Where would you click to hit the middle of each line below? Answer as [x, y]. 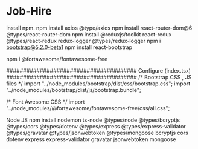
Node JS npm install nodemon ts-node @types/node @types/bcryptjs [93, 120]
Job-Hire [29, 11]
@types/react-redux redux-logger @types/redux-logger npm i [84, 41]
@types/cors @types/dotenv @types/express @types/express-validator [96, 126]
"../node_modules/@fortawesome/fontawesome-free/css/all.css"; [88, 108]
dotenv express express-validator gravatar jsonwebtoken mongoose [91, 139]
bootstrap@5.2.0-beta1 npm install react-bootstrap [69, 47]
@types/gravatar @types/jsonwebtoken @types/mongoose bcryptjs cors [97, 133]
